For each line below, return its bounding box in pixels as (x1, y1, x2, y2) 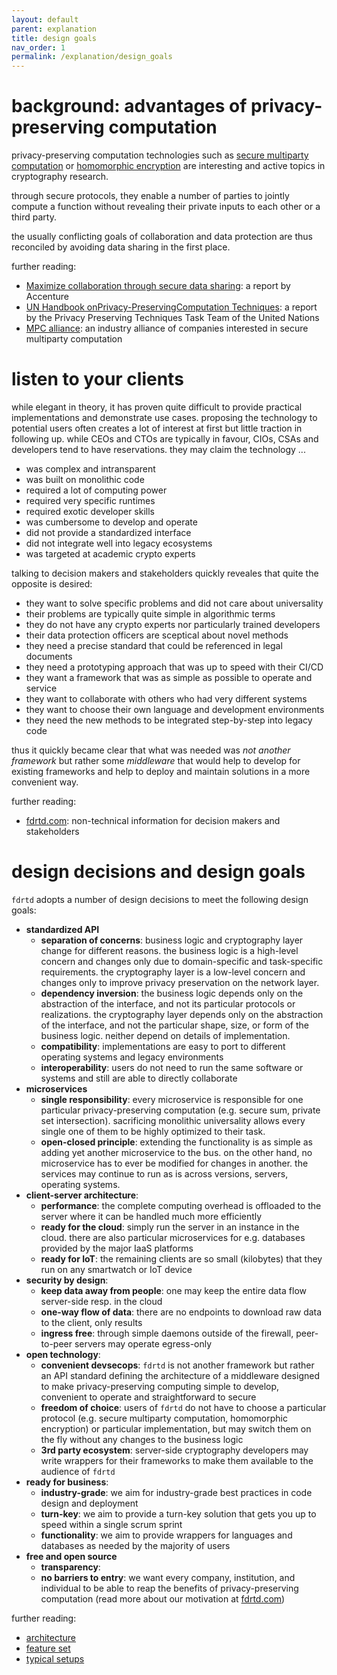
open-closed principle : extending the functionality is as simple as (40, 1136, 313, 1148)
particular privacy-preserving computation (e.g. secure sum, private (40, 1104, 321, 1116)
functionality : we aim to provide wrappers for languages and (40, 1529, 293, 1541)
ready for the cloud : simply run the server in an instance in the (40, 1221, 300, 1233)
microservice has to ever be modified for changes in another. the (40, 1157, 309, 1169)
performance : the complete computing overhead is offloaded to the (40, 1199, 322, 1211)
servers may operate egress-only (74, 1337, 213, 1350)
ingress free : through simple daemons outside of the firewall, (40, 1327, 294, 1339)
